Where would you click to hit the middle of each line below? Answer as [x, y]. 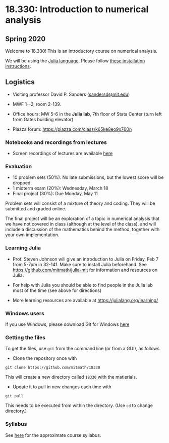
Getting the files [25, 337]
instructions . [18, 66]
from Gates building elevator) [43, 119]
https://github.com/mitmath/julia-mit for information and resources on [85, 270]
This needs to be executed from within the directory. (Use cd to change [79, 405]
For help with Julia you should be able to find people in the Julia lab [82, 285]
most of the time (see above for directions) [57, 290]
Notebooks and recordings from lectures [56, 142]
